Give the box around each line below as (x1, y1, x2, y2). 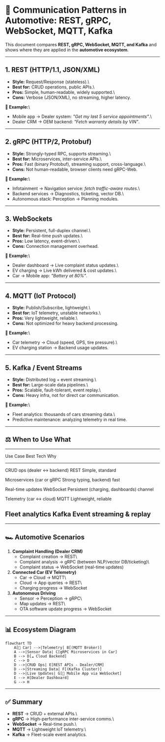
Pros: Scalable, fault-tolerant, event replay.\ (12, 387, 101, 393)
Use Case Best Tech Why (5, 453, 56, 459)
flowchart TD (5, 641, 32, 646)
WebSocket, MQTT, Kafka (5, 26, 113, 36)
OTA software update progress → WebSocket (19, 606, 111, 612)
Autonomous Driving (12, 590, 56, 596)
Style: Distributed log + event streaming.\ (12, 377, 97, 383)
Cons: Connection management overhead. (12, 243, 99, 249)
